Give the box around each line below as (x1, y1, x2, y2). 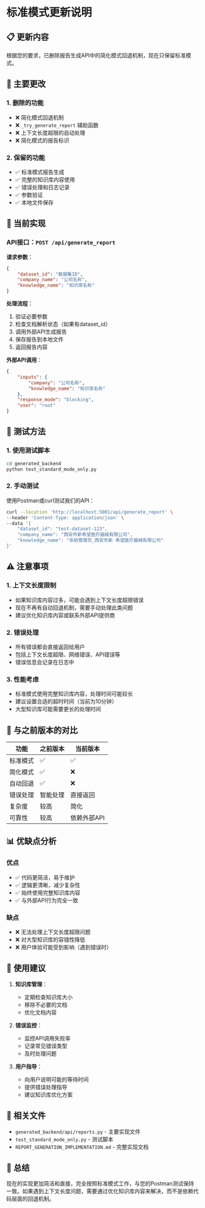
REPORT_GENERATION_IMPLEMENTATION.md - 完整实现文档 (15, 1143, 149, 1150)
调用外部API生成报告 (15, 328, 67, 335)
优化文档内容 (24, 1009, 57, 1016)
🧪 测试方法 (6, 426, 46, 437)
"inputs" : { (17, 374, 48, 380)
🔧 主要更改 (6, 79, 46, 89)
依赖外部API (70, 813, 105, 822)
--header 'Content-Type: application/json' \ (6, 515, 124, 521)
